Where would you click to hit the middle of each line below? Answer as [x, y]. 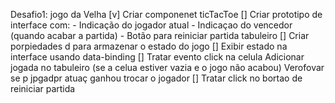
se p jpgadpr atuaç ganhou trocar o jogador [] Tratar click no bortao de [156, 78]
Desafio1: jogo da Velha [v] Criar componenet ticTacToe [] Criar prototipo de [166, 14]
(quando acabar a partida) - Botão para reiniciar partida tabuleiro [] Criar [160, 35]
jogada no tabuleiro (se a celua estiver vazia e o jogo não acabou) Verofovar [167, 67]
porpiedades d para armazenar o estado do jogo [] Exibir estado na [149, 46]
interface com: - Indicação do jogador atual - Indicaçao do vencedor [151, 25]
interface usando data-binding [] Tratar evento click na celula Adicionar [157, 57]
